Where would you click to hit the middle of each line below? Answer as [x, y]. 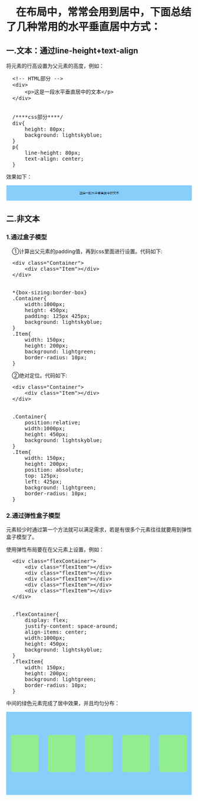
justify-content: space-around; [71, 626]
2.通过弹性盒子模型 [33, 515]
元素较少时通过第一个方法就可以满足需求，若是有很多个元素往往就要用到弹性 [99, 529]
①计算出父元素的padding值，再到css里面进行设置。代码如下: [87, 251]
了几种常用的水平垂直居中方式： [84, 27]
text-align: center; [54, 159]
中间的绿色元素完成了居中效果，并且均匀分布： [63, 703]
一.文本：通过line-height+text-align [72, 51]
